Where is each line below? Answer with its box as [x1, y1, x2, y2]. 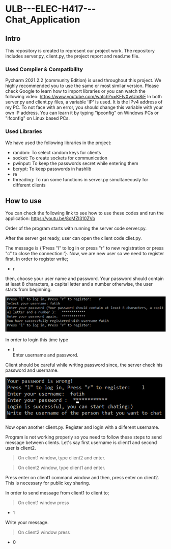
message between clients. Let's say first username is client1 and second [5, 440, 157, 446]
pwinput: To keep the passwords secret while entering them [12, 160, 138, 166]
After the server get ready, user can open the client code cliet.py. [5, 235, 142, 241]
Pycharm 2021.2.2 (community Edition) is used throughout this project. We [5, 77, 162, 84]
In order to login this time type [5, 337, 69, 343]
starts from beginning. [5, 286, 52, 293]
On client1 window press [17, 500, 69, 506]
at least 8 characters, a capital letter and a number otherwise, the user [5, 281, 153, 287]
